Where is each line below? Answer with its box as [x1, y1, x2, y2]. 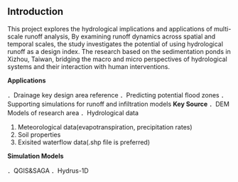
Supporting [7, 100, 40, 108]
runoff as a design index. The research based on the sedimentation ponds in [7, 47, 231, 55]
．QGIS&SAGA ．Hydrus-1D [7, 166, 89, 175]
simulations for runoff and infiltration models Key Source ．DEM [41, 100, 229, 108]
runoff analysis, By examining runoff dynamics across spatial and [24, 32, 216, 41]
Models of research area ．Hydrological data [7, 108, 139, 117]
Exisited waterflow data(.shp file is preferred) [17, 138, 151, 146]
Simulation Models [7, 151, 64, 160]
